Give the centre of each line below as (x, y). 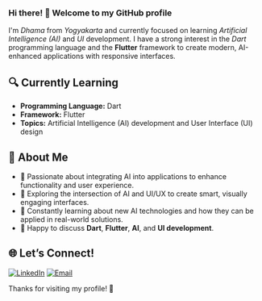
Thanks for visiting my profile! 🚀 (61, 288)
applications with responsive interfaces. (109, 56)
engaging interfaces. (54, 202)
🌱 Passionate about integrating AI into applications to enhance (123, 176)
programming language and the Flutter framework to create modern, (123, 48)
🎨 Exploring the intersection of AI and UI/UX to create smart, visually (133, 194)
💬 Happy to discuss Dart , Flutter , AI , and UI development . (117, 228)
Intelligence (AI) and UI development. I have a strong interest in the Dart (127, 39)
